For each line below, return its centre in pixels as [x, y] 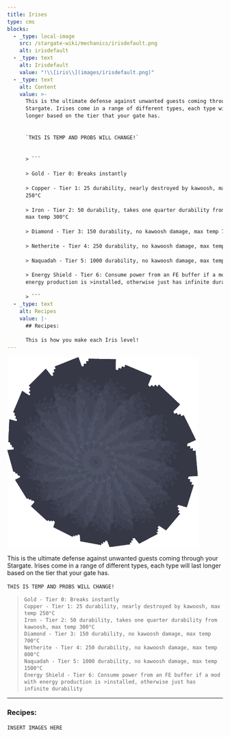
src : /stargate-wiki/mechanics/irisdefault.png [88, 44]
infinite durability [53, 689]
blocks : [18, 29]
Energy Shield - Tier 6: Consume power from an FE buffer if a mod [122, 675]
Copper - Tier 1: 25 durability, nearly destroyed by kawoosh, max [122, 607]
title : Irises [27, 14]
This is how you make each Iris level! [82, 340]
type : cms [21, 22]
